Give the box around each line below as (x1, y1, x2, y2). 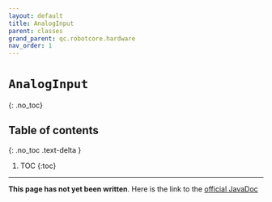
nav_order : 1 (8, 42, 53, 50)
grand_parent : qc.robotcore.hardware (8, 34, 136, 43)
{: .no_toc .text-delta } (8, 145, 82, 154)
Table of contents (8, 124, 99, 137)
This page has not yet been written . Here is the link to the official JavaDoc (8, 183, 259, 194)
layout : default (8, 11, 63, 20)
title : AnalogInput (8, 19, 74, 27)
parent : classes (8, 27, 63, 35)
